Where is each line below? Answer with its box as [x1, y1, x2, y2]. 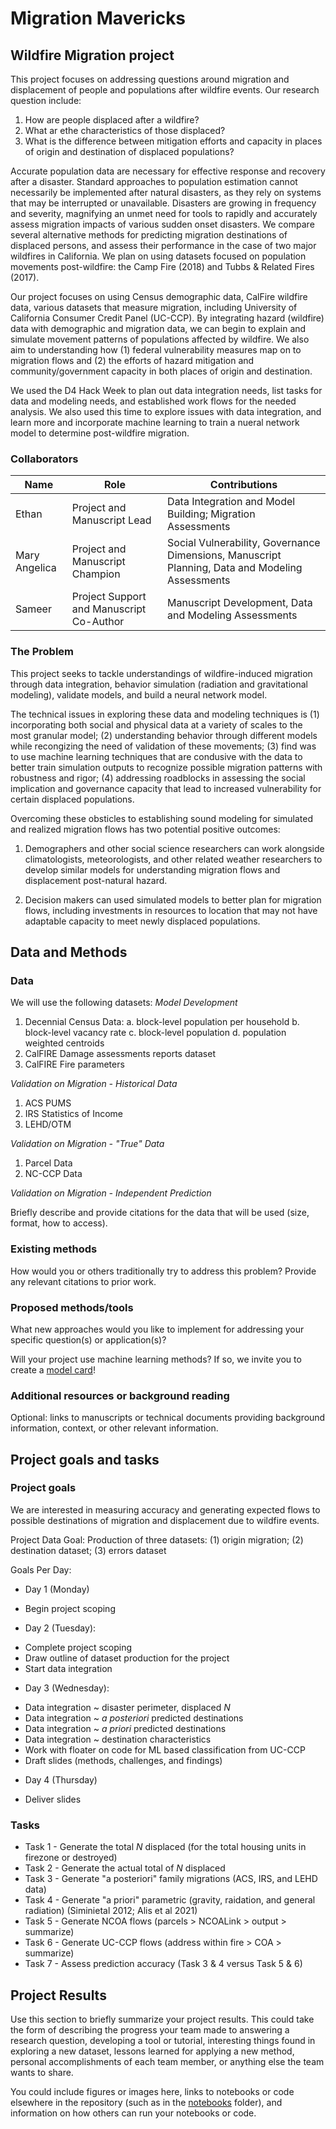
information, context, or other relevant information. [10, 1422, 219, 1434]
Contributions [209, 478, 278, 492]
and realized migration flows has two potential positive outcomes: [10, 823, 281, 835]
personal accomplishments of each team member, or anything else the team [10, 2055, 325, 2067]
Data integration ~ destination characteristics [24, 1733, 212, 1745]
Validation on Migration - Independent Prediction [10, 1187, 212, 1199]
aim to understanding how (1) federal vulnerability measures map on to [10, 344, 302, 356]
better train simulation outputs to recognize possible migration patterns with [10, 761, 323, 773]
